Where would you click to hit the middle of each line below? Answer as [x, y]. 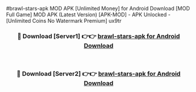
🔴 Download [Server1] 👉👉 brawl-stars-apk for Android [99, 36]
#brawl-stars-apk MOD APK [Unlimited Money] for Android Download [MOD [98, 8]
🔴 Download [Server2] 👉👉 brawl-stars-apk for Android [99, 74]
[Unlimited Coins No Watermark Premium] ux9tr [64, 21]
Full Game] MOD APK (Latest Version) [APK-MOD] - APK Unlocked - [88, 15]
